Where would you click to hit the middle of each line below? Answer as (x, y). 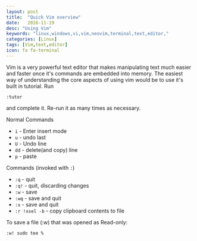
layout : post (22, 12)
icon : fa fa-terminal (33, 50)
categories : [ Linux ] (32, 39)
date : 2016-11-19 (30, 23)
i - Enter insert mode (41, 131)
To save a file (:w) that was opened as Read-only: (67, 222)
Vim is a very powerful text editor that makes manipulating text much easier (99, 67)
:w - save (26, 192)
